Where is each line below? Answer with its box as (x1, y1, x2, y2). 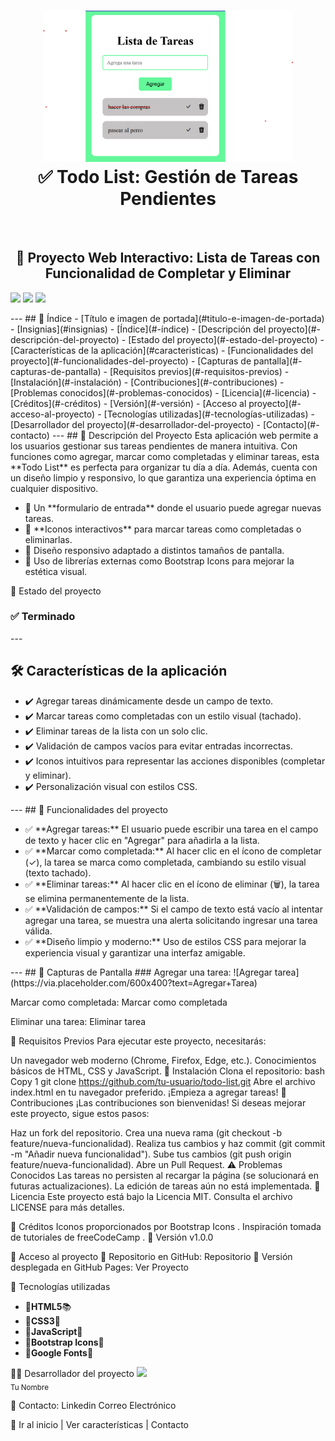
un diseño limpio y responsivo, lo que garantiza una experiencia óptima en (10, 471, 317, 484)
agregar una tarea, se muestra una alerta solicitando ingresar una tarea (24, 914, 318, 926)
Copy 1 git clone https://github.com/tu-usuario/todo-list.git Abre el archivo (10, 1075, 316, 1087)
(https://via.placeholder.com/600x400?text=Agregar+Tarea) (10, 976, 258, 989)
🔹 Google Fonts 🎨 (24, 1346, 94, 1359)
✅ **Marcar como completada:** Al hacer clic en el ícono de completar (24, 845, 322, 857)
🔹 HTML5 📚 (24, 1300, 72, 1312)
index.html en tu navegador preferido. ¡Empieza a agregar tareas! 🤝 (10, 1086, 287, 1098)
